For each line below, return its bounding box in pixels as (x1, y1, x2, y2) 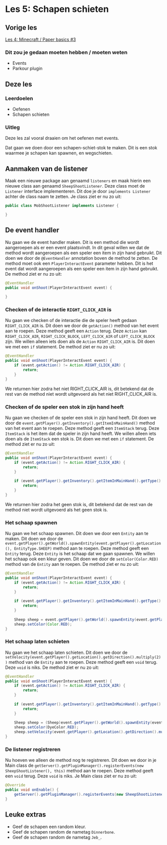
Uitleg (5, 123, 20, 130)
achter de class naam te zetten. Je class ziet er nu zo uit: (5, 194, 122, 200)
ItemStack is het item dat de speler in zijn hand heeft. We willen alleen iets (5, 430, 157, 436)
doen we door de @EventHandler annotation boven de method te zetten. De (5, 255, 158, 261)
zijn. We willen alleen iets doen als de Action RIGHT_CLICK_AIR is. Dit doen (5, 338, 155, 344)
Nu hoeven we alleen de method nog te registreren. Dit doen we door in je (5, 757, 157, 763)
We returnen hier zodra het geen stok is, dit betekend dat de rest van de (5, 501, 153, 507)
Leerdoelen (5, 95, 33, 102)
